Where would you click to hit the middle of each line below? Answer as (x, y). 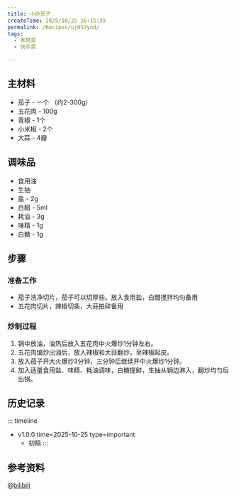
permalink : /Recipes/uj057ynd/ (54, 27)
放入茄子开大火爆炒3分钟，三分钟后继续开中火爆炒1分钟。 (102, 361)
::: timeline (22, 421)
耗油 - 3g (31, 216)
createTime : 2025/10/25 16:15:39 (57, 21)
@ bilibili (19, 485)
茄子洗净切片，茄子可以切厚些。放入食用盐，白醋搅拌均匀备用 (108, 297)
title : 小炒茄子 (29, 14)
